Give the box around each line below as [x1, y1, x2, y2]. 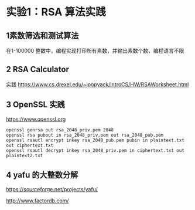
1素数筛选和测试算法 [6, 31, 79, 40]
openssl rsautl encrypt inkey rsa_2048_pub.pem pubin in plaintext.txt [6, 137, 184, 143]
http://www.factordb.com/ [6, 197, 69, 204]
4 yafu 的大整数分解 [6, 170, 78, 180]
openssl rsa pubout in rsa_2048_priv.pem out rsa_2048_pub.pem [6, 132, 164, 138]
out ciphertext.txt [6, 142, 54, 148]
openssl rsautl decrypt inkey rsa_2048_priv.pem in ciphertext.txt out [6, 147, 184, 153]
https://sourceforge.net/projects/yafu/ [6, 186, 98, 193]
